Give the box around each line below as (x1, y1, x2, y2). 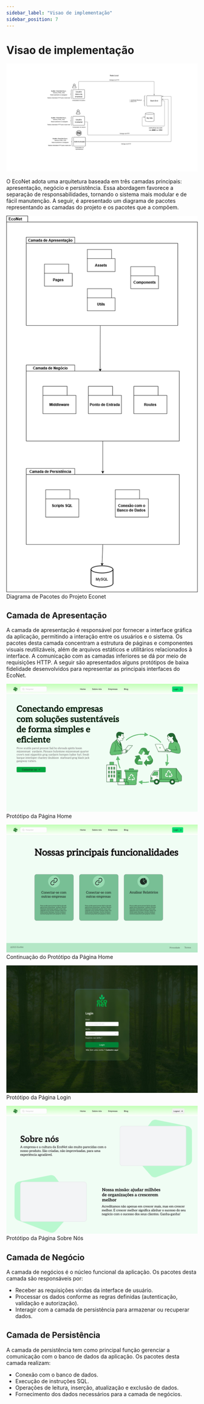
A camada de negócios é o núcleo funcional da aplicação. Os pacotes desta (6, 1268, 197, 1276)
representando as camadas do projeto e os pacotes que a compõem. (6, 203, 179, 211)
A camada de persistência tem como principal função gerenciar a (6, 1346, 170, 1353)
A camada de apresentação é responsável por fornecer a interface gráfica (6, 627, 192, 634)
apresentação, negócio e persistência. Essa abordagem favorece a (6, 184, 174, 191)
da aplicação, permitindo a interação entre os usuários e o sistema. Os (6, 633, 183, 641)
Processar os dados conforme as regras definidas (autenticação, (15, 1293, 178, 1300)
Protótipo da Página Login (6, 1093, 71, 1101)
